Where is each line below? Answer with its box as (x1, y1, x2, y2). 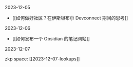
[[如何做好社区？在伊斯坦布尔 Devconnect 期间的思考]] (12, 15, 128, 21)
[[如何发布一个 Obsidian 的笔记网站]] (12, 36, 90, 41)
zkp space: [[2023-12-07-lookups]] (5, 56, 80, 62)
